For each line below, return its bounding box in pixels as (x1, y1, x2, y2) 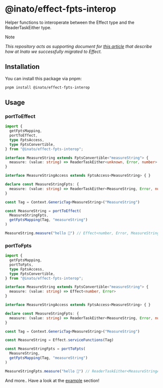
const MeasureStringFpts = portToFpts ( (5, 346, 86, 352)
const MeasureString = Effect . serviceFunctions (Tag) (5, 337, 114, 343)
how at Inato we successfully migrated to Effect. (5, 49, 102, 54)
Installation (5, 63, 40, 71)
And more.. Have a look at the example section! (5, 377, 99, 383)
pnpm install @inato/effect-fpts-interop (5, 85, 90, 90)
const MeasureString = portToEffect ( (5, 208, 81, 213)
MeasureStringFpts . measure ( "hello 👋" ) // (5, 369, 90, 373)
